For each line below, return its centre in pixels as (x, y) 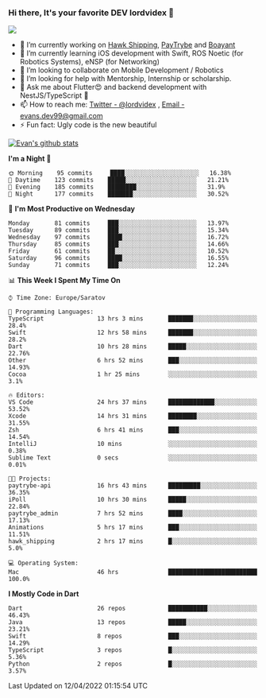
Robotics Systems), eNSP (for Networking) (90, 62)
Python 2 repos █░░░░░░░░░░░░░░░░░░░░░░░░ (133, 664)
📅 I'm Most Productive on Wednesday (71, 209)
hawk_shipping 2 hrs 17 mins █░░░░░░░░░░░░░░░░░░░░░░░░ (133, 541)
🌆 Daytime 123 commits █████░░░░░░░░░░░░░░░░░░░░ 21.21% (118, 180)
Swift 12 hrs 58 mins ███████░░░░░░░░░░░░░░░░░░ (133, 333)
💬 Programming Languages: (51, 312)
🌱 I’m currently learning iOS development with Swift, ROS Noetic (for (131, 53)
